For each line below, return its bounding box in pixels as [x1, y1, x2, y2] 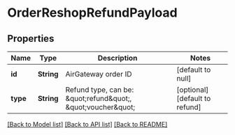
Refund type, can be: [65, 85, 134, 95]
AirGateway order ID [65, 70, 132, 79]
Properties [7, 33, 55, 45]
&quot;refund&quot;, [65, 94, 132, 103]
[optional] [176, 85, 209, 95]
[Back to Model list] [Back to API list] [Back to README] [7, 120, 168, 128]
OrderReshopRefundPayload [7, 5, 178, 21]
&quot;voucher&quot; [65, 102, 136, 112]
